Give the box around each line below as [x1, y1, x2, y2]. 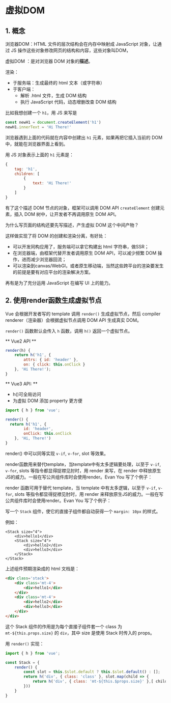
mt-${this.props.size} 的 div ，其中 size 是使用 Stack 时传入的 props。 [5, 630, 155, 636]
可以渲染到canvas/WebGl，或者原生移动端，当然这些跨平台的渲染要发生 [12, 263, 164, 269]
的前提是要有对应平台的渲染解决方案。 [12, 269, 93, 275]
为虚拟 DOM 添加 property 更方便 [12, 398, 82, 404]
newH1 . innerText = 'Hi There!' [5, 124, 72, 130]
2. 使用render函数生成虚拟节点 [5, 296, 102, 305]
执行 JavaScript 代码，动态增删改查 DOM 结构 [20, 99, 117, 105]
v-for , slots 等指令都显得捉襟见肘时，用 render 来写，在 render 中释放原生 [5, 467, 161, 473]
